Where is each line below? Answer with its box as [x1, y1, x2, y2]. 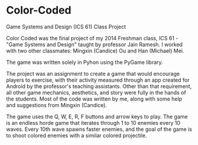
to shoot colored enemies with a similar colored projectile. [6, 131, 147, 139]
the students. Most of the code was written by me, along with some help [6, 95, 182, 102]
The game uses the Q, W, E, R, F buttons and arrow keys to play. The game [6, 113, 188, 120]
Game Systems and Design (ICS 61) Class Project [6, 23, 126, 30]
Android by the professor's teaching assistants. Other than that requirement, [6, 82, 192, 89]
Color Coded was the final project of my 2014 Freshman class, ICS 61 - [6, 34, 178, 41]
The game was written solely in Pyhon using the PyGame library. [6, 59, 164, 66]
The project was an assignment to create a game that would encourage [6, 70, 180, 77]
